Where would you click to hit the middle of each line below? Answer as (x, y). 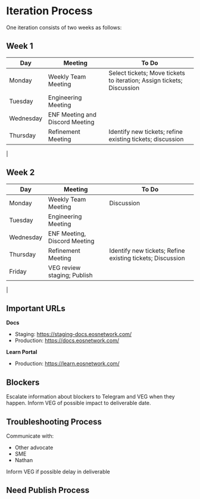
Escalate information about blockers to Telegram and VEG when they (90, 397)
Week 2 (21, 173)
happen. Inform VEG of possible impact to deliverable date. (79, 403)
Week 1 (20, 46)
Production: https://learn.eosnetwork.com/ (67, 363)
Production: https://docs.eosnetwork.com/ (67, 341)
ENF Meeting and (72, 114)
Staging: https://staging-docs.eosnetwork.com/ (73, 334)
